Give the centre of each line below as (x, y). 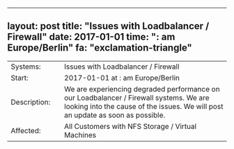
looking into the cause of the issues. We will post (143, 106)
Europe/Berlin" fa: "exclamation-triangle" (100, 48)
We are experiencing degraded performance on (142, 89)
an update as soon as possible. (115, 115)
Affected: (26, 130)
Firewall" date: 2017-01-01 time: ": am (91, 37)
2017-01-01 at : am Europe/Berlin (122, 78)
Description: (31, 102)
